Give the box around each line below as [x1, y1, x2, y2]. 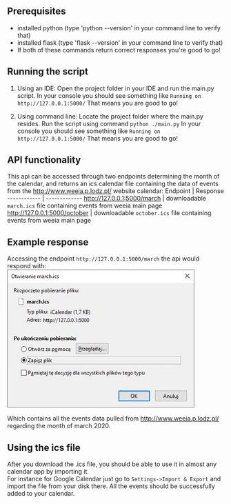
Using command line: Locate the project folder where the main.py [17, 112, 203, 120]
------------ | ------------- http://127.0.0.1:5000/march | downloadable [7, 194, 207, 203]
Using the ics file [7, 441, 81, 454]
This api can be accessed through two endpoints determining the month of [7, 172, 220, 181]
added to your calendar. [7, 490, 75, 498]
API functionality [7, 154, 81, 166]
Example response [7, 236, 89, 248]
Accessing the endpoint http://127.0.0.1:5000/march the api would [7, 254, 200, 263]
